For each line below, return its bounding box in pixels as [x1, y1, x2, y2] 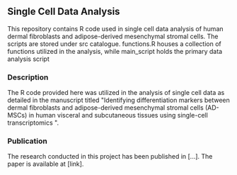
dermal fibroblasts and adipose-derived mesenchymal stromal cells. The [7, 32, 219, 40]
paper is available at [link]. [7, 159, 84, 169]
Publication [7, 136, 47, 146]
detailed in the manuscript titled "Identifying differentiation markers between [7, 96, 230, 105]
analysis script [7, 55, 50, 63]
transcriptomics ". [7, 118, 59, 127]
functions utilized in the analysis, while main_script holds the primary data [7, 47, 223, 55]
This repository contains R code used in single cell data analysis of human [7, 24, 224, 33]
